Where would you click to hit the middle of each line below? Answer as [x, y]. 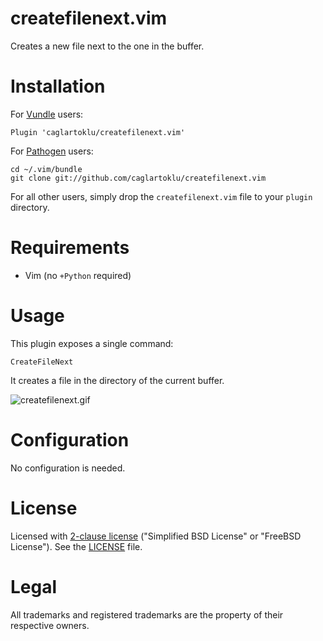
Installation [58, 86]
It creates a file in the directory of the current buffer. [117, 380]
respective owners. [50, 625]
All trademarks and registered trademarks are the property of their [147, 614]
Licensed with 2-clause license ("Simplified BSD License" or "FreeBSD [156, 536]
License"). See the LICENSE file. [76, 546]
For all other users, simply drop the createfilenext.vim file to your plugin [161, 196]
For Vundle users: [47, 114]
